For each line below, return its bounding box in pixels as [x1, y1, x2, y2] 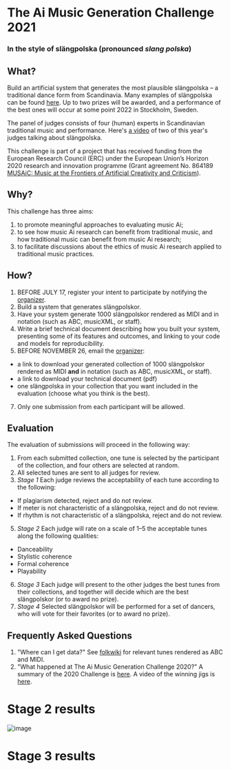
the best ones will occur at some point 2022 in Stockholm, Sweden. [7, 105, 199, 114]
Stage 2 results [7, 701, 96, 717]
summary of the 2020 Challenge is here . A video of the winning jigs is [17, 670, 216, 678]
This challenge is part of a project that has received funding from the [7, 147, 202, 155]
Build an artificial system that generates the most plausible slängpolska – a [7, 83, 219, 92]
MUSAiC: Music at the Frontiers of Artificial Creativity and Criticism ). [7, 169, 201, 177]
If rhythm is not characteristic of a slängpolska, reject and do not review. [17, 511, 222, 519]
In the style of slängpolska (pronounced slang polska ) [7, 44, 191, 54]
